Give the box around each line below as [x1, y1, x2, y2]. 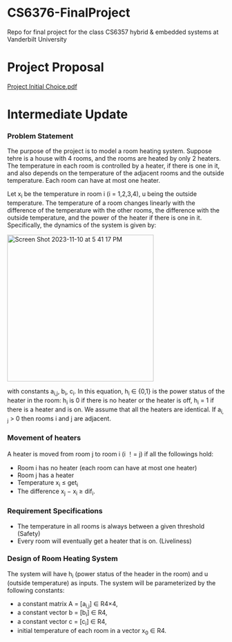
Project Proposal [7, 60, 105, 75]
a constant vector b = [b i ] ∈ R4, [17, 608, 108, 618]
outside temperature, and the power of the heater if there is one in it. [7, 213, 202, 222]
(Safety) [17, 529, 41, 537]
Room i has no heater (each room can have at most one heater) [17, 463, 197, 472]
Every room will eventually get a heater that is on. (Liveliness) [17, 537, 192, 545]
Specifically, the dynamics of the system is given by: [7, 221, 157, 229]
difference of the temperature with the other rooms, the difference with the [7, 206, 220, 215]
